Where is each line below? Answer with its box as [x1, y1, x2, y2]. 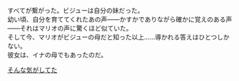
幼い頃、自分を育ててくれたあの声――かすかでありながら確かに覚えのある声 [7, 15, 233, 23]
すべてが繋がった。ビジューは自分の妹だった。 [7, 6, 144, 14]
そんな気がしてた [7, 66, 58, 74]
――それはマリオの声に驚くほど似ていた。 [7, 24, 133, 32]
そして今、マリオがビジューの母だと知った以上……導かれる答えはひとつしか [7, 33, 230, 41]
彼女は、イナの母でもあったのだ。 [7, 50, 108, 59]
